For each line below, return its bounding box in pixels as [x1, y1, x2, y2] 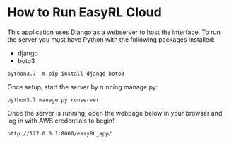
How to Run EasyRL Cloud [7, 4, 163, 21]
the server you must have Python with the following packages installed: [7, 35, 216, 43]
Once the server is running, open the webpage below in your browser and [7, 109, 223, 117]
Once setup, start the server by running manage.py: [7, 82, 158, 91]
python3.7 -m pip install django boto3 [7, 70, 125, 77]
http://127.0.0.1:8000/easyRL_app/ [7, 130, 112, 137]
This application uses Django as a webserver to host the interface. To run [7, 28, 221, 36]
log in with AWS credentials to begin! [7, 116, 114, 125]
